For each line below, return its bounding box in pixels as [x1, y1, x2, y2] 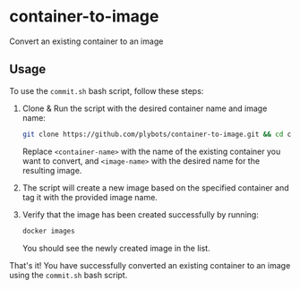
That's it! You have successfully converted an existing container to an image [9, 259, 291, 270]
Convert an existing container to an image [9, 36, 164, 47]
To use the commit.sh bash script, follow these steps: [9, 85, 204, 96]
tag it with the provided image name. [21, 191, 159, 202]
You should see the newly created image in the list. [21, 242, 210, 253]
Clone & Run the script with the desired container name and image [21, 103, 268, 114]
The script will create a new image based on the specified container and [21, 182, 289, 193]
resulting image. [21, 165, 82, 175]
